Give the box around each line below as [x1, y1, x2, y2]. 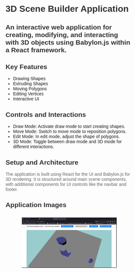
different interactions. [13, 144, 54, 150]
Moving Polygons [13, 86, 47, 92]
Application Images [5, 201, 67, 209]
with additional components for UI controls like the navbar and [5, 181, 127, 187]
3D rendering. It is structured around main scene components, [5, 176, 127, 182]
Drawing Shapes [13, 76, 46, 82]
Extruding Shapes [13, 81, 49, 87]
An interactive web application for [5, 23, 112, 31]
